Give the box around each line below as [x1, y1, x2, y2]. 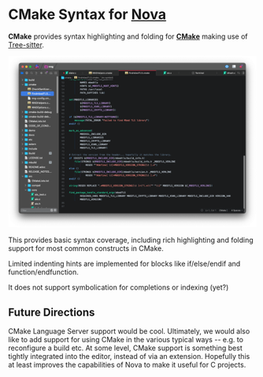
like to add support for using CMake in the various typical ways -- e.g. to [8, 335, 244, 345]
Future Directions [8, 305, 95, 319]
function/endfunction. [8, 267, 79, 277]
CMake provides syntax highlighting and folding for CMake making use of [8, 32, 248, 41]
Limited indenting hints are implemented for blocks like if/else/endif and [8, 259, 241, 269]
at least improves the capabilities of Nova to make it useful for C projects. [8, 360, 246, 370]
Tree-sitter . [8, 39, 45, 49]
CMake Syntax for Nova [8, 6, 167, 24]
